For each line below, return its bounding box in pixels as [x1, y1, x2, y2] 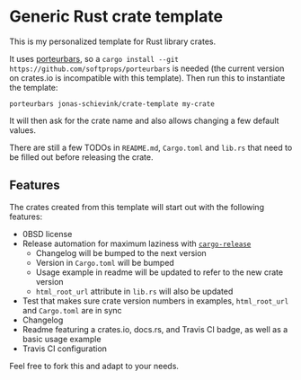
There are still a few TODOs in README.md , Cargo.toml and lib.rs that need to [9, 142, 293, 153]
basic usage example [22, 333, 102, 344]
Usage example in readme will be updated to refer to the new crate [35, 267, 284, 278]
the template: [9, 82, 58, 93]
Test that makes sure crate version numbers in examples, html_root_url [22, 295, 289, 306]
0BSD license [22, 228, 73, 239]
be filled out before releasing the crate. [9, 151, 154, 163]
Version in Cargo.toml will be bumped [35, 257, 175, 268]
